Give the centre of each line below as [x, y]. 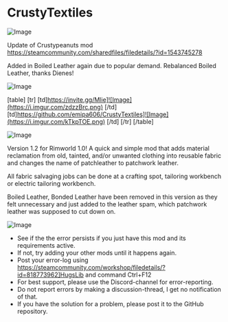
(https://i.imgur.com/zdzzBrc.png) [55, 107]
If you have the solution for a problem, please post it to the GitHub [110, 303]
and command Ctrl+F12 [118, 275]
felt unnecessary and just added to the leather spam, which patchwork [107, 204]
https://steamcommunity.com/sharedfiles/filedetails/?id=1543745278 [105, 52]
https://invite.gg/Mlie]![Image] [90, 99]
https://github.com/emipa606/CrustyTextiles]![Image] [93, 114]
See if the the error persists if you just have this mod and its [102, 238]
